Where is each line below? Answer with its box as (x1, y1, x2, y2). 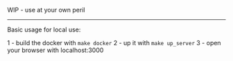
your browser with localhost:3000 (7, 46, 104, 54)
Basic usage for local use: (7, 25, 81, 34)
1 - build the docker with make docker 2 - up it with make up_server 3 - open (7, 39, 221, 47)
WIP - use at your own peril (7, 6, 85, 14)
